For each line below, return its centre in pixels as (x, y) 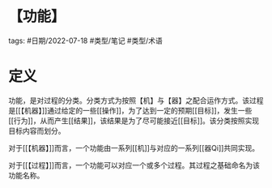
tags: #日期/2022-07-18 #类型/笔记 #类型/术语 (86, 41)
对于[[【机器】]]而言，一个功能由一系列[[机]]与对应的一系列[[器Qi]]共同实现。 (134, 147)
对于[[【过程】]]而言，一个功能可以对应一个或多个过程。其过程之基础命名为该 (134, 165)
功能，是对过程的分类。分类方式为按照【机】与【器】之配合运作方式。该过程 (136, 100)
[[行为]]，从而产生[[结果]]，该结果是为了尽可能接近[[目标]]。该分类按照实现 (134, 120)
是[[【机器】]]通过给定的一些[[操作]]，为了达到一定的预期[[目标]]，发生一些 (130, 110)
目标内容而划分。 (37, 130)
